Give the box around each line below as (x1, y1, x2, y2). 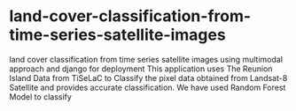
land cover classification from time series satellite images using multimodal (9, 54, 284, 64)
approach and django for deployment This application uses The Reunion (9, 63, 273, 74)
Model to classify (9, 91, 73, 102)
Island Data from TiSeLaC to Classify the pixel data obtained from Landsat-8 (9, 72, 288, 83)
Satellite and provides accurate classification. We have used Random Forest (9, 82, 286, 92)
